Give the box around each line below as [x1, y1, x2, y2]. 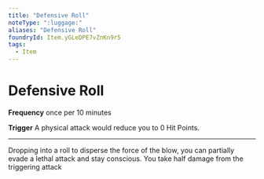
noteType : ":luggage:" [8, 19, 82, 27]
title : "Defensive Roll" [8, 11, 90, 20]
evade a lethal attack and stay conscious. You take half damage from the [8, 154, 244, 163]
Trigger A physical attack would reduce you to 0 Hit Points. [8, 122, 200, 132]
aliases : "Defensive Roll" [8, 26, 97, 34]
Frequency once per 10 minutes [8, 108, 112, 117]
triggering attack [8, 162, 62, 171]
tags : [8, 41, 26, 49]
